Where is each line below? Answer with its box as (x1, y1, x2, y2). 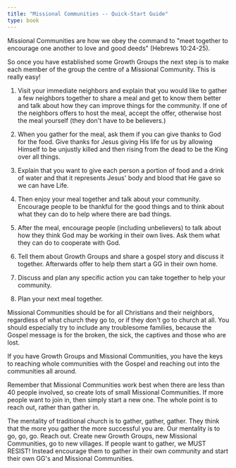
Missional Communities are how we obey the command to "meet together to (7, 36, 228, 44)
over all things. (17, 152, 61, 161)
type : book (7, 17, 39, 24)
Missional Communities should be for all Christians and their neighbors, (7, 308, 215, 316)
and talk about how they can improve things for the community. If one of (17, 101, 228, 109)
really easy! (7, 72, 41, 81)
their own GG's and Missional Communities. (7, 454, 135, 462)
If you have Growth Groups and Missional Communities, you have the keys (7, 352, 223, 360)
